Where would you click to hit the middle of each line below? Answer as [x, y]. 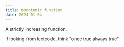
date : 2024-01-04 [24, 15]
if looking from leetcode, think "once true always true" [62, 39]
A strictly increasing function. [36, 29]
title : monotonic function [34, 10]
